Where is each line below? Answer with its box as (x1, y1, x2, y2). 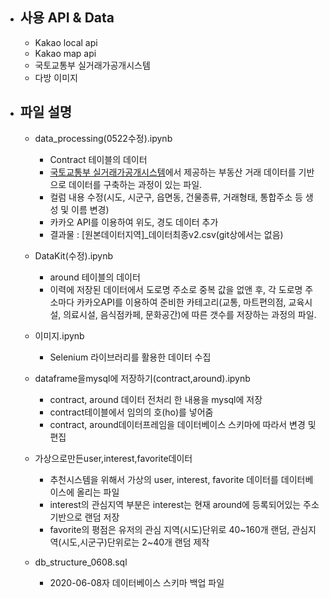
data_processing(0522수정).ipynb (34, 132, 173, 144)
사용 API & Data (19, 9, 115, 27)
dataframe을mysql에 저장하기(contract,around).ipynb (34, 372, 251, 384)
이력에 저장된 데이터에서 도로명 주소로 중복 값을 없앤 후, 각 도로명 (49, 283, 303, 295)
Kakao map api (34, 47, 97, 59)
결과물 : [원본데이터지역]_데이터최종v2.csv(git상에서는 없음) (49, 228, 284, 240)
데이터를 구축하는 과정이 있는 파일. (68, 178, 203, 190)
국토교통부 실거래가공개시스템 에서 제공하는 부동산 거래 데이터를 (49, 166, 297, 178)
